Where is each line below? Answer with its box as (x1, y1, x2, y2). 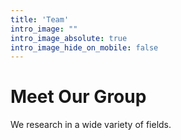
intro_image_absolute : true (10, 33, 128, 43)
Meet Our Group (10, 86, 147, 108)
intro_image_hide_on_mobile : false (10, 42, 159, 53)
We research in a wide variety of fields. (10, 119, 172, 131)
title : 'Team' (10, 14, 70, 25)
